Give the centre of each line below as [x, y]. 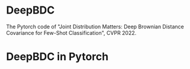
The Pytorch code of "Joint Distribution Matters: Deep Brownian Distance [95, 27]
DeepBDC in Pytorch [57, 57]
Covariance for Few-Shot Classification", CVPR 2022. [71, 32]
